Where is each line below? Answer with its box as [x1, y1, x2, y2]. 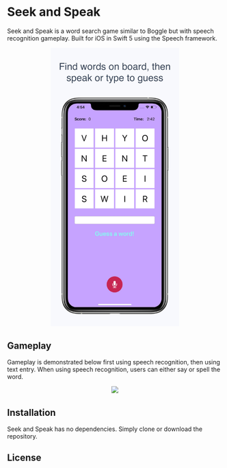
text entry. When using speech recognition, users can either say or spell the [7, 365, 221, 374]
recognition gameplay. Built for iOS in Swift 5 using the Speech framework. [7, 34, 217, 42]
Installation [7, 406, 56, 419]
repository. [7, 432, 38, 441]
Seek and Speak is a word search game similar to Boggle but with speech [7, 27, 214, 35]
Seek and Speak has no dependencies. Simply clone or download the [7, 425, 203, 433]
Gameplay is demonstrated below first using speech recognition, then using [7, 358, 221, 366]
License [7, 452, 42, 464]
